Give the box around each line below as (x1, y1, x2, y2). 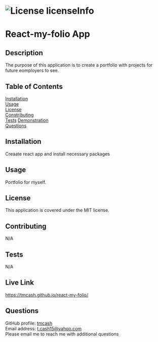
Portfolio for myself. (5, 179, 47, 185)
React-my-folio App (5, 28, 90, 40)
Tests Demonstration (5, 117, 49, 123)
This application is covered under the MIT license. (5, 207, 110, 213)
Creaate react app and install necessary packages (5, 150, 110, 157)
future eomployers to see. (5, 68, 59, 74)
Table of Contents (5, 82, 63, 91)
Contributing (5, 222, 47, 231)
